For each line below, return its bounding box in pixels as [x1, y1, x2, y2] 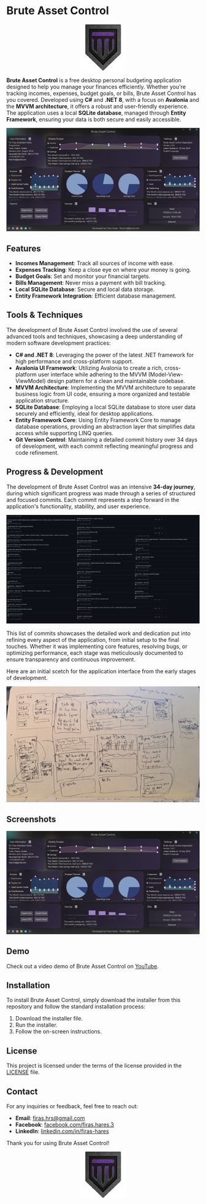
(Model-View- [148, 371, 183, 378]
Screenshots [6, 814, 56, 825]
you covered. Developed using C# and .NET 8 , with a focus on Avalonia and [6, 96, 199, 103]
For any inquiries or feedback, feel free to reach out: [6, 1103, 139, 1110]
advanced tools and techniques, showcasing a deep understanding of [6, 333, 183, 340]
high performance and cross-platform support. [15, 357, 134, 365]
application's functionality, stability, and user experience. [6, 503, 151, 510]
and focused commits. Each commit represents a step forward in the [6, 496, 180, 503]
